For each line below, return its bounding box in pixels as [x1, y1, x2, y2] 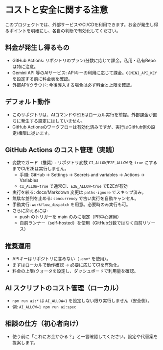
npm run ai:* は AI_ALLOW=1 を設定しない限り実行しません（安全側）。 [12, 298, 152, 303]
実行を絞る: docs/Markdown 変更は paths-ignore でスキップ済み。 [12, 189, 146, 195]
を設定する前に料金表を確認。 [12, 75, 72, 81]
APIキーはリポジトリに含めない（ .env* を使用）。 [12, 256, 111, 262]
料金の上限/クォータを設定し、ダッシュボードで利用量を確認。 [12, 268, 139, 274]
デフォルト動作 [5, 98, 50, 106]
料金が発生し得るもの [5, 44, 70, 52]
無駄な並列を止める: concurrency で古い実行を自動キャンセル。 [12, 196, 139, 201]
